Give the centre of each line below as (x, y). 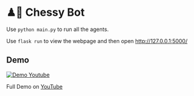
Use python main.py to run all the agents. (57, 29)
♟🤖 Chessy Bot (46, 12)
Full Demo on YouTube (34, 86)
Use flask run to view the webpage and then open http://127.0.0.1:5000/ (97, 41)
